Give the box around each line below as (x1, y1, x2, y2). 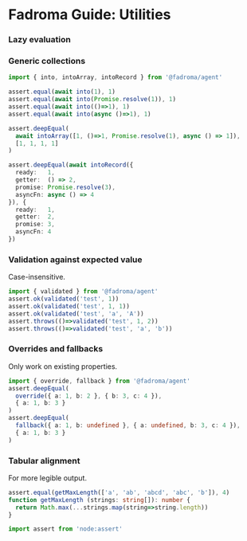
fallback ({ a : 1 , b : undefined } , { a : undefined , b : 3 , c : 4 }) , (15, 421, 241, 429)
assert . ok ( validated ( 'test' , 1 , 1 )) (8, 302, 130, 310)
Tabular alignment (8, 455, 80, 466)
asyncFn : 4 (15, 228, 52, 236)
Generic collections (8, 56, 86, 67)
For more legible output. (8, 472, 88, 483)
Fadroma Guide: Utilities (8, 6, 171, 24)
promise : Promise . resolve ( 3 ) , (15, 183, 116, 191)
